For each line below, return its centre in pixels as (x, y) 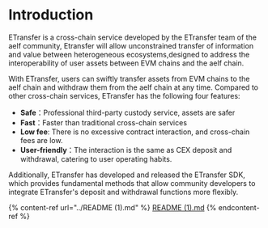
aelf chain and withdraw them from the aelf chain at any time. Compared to (134, 87)
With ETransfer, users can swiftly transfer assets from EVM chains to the (129, 78)
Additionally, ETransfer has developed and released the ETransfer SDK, (127, 175)
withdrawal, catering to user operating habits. (96, 158)
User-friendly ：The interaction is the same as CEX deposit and (126, 150)
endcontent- (239, 207)
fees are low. (41, 140)
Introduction (51, 15)
